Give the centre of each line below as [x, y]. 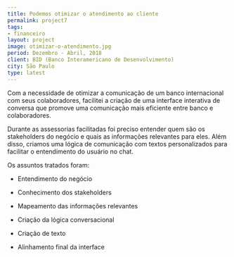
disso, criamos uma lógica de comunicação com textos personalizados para [117, 144]
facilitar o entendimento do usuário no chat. [70, 151]
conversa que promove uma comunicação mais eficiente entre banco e [110, 108]
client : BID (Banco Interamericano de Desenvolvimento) [91, 60]
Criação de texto [41, 233]
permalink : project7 [38, 20]
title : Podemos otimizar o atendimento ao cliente [83, 14]
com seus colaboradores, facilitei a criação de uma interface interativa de [114, 100]
